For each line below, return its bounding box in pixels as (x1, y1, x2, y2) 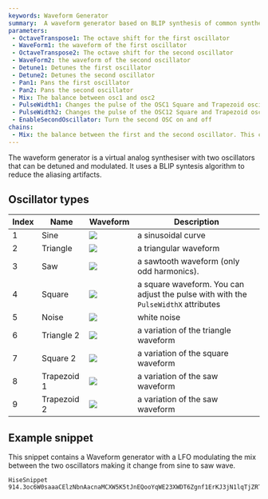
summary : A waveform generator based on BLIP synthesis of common (8, 19, 238, 27)
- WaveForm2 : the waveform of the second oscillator (11, 57, 191, 65)
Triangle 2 (41, 329, 80, 341)
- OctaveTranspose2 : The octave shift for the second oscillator (11, 49, 234, 57)
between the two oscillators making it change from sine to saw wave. (8, 461, 236, 470)
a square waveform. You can (136, 279, 245, 290)
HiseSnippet (8, 477, 48, 485)
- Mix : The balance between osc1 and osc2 (11, 94, 156, 102)
